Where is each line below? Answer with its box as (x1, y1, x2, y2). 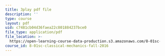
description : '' (5, 12, 38, 17)
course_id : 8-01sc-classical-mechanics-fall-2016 (5, 43, 109, 48)
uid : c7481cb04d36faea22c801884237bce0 (5, 25, 87, 30)
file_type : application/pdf (5, 30, 63, 35)
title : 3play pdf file (5, 7, 52, 12)
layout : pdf (5, 20, 29, 26)
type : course (5, 16, 32, 21)
